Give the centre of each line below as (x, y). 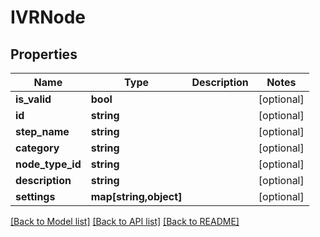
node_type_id (48, 164)
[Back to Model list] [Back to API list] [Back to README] (125, 221)
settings (35, 196)
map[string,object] (136, 196)
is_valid (33, 99)
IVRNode (48, 17)
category (37, 148)
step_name (42, 131)
